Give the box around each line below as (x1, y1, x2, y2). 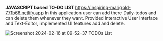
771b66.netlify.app (5, 10, 44, 16)
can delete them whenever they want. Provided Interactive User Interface (5, 15, 158, 21)
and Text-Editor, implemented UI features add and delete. (5, 20, 125, 26)
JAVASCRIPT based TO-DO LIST (5, 5, 74, 10)
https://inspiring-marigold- (75, 5, 131, 10)
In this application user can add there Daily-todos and (45, 10, 157, 16)
